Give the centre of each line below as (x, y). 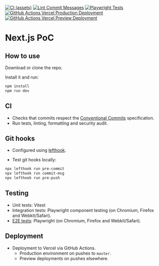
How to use (23, 56)
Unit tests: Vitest (29, 205)
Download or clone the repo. (34, 68)
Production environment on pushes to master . (65, 253)
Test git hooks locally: (34, 160)
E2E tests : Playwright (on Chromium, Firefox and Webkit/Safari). (77, 220)
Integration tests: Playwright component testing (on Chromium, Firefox (83, 210)
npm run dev (17, 91)
